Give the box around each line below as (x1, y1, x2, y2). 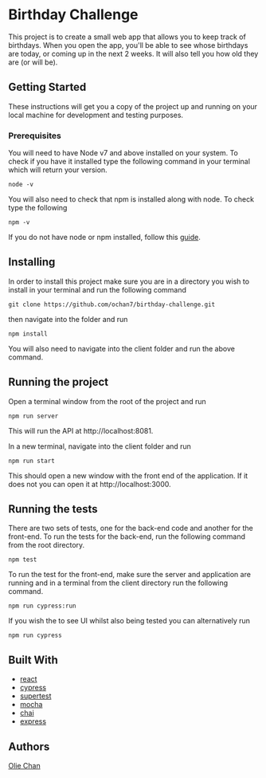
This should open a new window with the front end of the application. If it (8, 470, 248, 480)
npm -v (8, 218, 30, 226)
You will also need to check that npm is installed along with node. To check (8, 194, 255, 204)
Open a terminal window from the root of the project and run (8, 396, 207, 406)
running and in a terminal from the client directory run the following (8, 578, 229, 587)
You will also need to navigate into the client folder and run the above (8, 344, 235, 353)
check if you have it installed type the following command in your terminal (8, 157, 251, 167)
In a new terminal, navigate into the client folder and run (8, 441, 191, 451)
